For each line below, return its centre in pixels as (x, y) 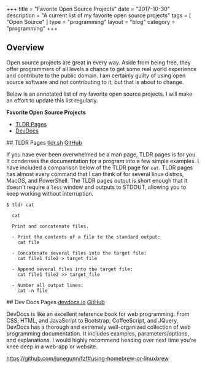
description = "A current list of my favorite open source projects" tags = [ (99, 15)
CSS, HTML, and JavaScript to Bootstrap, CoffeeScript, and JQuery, (92, 320)
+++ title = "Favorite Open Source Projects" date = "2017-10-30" (88, 9)
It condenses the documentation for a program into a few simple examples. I (103, 161)
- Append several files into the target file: (72, 269)
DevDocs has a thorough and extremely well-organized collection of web (99, 327)
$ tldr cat (20, 205)
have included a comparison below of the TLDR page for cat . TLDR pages (100, 167)
